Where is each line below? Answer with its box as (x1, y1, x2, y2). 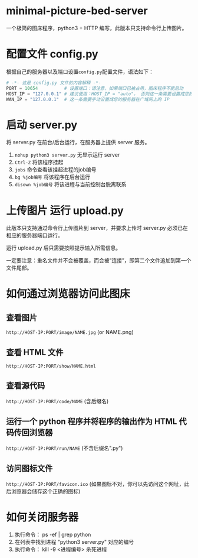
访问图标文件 (6, 463, 53, 473)
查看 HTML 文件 (6, 347, 64, 357)
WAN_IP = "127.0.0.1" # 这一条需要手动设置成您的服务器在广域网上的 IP (6, 96, 170, 102)
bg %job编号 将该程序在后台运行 (14, 173, 90, 181)
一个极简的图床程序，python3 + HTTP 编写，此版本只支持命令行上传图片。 (6, 24, 187, 31)
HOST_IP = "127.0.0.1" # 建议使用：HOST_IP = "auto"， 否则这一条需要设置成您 (6, 90, 189, 97)
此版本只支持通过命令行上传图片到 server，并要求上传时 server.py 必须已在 (6, 225, 189, 232)
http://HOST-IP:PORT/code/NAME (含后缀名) (6, 397, 109, 404)
